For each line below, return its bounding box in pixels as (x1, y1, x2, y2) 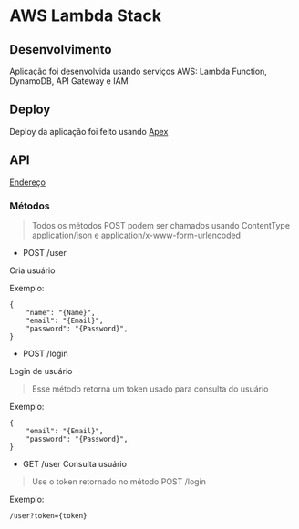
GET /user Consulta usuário (22, 458, 128, 469)
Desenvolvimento (9, 42, 112, 57)
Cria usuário (9, 265, 56, 276)
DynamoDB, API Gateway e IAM (9, 76, 129, 86)
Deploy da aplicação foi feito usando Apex (9, 126, 169, 137)
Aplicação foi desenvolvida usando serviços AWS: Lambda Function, (9, 66, 267, 76)
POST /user (22, 247, 67, 258)
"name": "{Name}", (26, 308, 96, 317)
